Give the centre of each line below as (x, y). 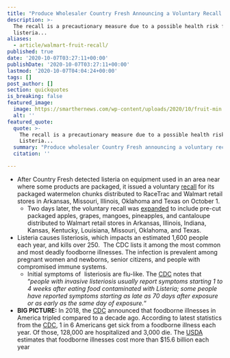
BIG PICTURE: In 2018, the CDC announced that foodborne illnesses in (116, 310)
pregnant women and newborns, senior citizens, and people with (108, 259)
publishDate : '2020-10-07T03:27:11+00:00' (68, 64)
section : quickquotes (38, 90)
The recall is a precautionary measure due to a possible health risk (116, 26)
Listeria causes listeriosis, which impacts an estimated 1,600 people (113, 237)
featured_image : (30, 103)
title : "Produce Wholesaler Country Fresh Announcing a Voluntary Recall (115, 13)
